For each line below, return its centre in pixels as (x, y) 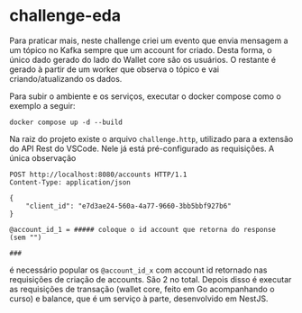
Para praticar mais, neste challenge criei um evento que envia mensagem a (149, 40)
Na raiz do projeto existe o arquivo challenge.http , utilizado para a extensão (151, 139)
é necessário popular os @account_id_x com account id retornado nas (138, 270)
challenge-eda (65, 16)
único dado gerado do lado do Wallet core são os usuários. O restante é (143, 59)
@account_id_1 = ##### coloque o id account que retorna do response (143, 229)
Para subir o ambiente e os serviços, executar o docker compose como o (145, 96)
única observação (43, 157)
